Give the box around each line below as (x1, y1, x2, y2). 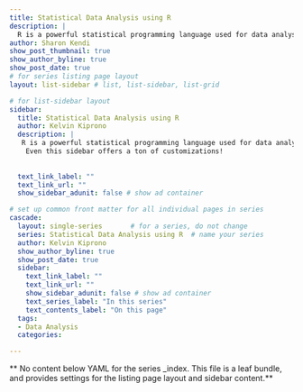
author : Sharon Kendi (9, 38, 91, 48)
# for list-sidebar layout (9, 96, 111, 105)
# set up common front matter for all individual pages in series (9, 205, 264, 214)
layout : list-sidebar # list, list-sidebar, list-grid (9, 80, 220, 89)
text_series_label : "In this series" (25, 296, 168, 306)
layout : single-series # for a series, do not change (17, 222, 248, 231)
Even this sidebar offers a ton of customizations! (25, 147, 224, 156)
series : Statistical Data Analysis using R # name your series (17, 230, 264, 239)
